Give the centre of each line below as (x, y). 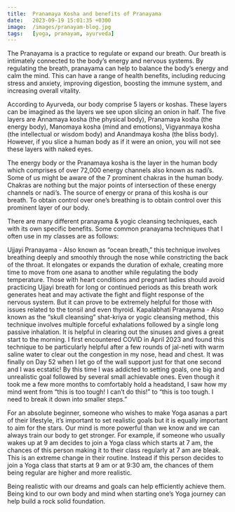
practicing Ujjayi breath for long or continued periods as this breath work (112, 287)
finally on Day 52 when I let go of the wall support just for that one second (114, 362)
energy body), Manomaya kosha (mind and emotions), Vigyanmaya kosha (114, 127)
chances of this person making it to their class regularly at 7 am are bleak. (114, 450)
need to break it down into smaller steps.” (67, 399)
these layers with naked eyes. (50, 149)
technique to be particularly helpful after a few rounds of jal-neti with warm (116, 347)
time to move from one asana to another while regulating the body (103, 272)
